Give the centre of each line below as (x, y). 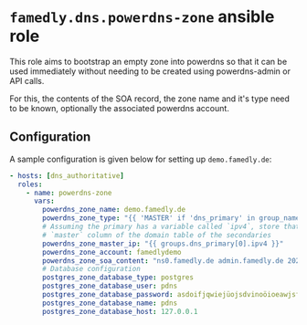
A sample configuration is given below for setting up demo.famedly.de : (141, 159)
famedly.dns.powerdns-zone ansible (142, 17)
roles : (30, 184)
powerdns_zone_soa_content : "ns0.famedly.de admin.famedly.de (163, 261)
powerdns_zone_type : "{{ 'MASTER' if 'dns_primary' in (149, 218)
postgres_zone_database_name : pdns (110, 303)
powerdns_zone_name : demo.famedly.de (114, 210)
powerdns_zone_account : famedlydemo (112, 252)
